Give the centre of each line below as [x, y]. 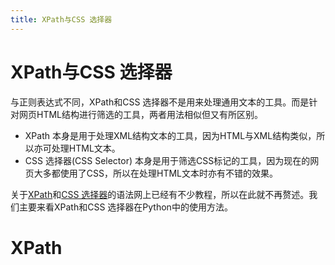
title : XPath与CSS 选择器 [61, 19]
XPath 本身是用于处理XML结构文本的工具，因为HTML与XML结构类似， [170, 135]
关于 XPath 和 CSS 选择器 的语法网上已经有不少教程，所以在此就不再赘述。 [160, 194]
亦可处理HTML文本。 [77, 148]
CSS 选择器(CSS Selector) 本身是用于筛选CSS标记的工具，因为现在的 [167, 160]
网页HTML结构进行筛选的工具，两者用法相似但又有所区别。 [141, 114]
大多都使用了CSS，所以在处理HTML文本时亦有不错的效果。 [155, 173]
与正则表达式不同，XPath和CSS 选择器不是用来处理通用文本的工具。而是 [160, 102]
